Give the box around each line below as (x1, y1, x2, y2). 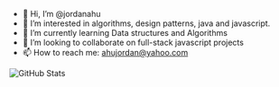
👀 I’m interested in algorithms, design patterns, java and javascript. (22, 18, 271, 29)
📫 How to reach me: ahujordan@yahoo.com (22, 48, 189, 57)
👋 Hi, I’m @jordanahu (22, 9, 101, 19)
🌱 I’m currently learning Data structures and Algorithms (22, 28, 228, 38)
